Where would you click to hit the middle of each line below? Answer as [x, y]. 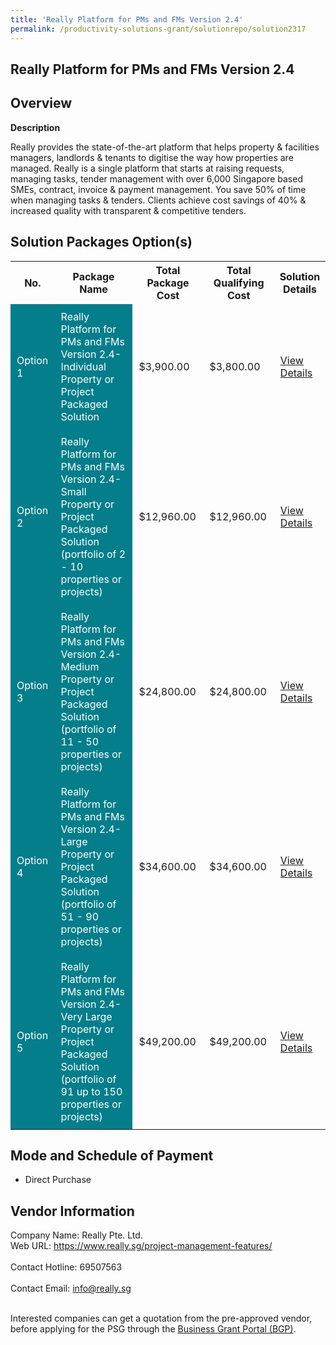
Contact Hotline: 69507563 [66, 1267]
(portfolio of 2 [93, 554]
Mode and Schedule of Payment [112, 1155]
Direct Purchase [58, 1180]
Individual [83, 366]
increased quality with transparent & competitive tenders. [128, 210]
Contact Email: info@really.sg [71, 1288]
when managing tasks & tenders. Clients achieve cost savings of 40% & [158, 200]
